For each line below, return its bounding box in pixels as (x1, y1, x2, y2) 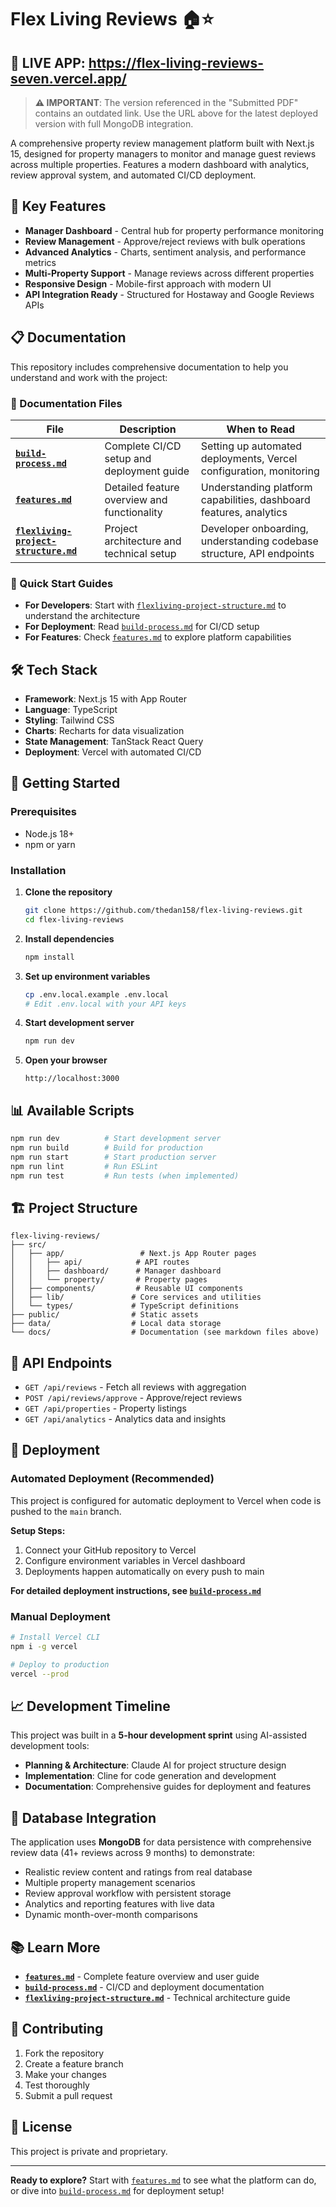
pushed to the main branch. (10, 1505, 122, 1517)
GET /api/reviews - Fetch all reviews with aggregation (24, 1381, 247, 1393)
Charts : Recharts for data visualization (24, 725, 185, 737)
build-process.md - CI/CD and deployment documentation (24, 1981, 265, 1993)
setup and (104, 451, 152, 465)
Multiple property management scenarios (24, 1877, 196, 1889)
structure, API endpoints (200, 546, 315, 560)
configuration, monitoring (200, 464, 320, 478)
